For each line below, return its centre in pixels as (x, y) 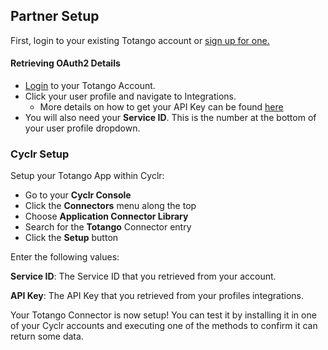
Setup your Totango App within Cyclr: (87, 176)
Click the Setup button (71, 238)
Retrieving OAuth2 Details (65, 63)
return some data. (47, 336)
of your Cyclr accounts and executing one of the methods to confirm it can (164, 326)
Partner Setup (55, 16)
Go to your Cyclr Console (78, 195)
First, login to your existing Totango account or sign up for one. (140, 40)
